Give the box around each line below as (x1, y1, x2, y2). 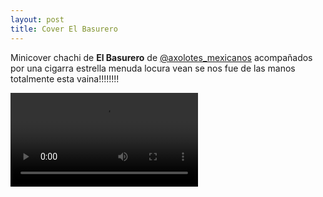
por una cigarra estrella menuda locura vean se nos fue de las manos (10, 62, 296, 74)
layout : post (10, 14, 65, 25)
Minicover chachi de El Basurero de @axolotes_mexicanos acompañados (10, 51, 313, 63)
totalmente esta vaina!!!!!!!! (10, 72, 120, 85)
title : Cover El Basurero (10, 24, 118, 34)
